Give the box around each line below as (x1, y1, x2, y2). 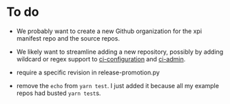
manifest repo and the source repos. (16, 34, 120, 42)
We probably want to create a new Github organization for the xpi (16, 27, 202, 35)
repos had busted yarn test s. (16, 89, 101, 97)
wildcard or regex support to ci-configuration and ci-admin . (16, 54, 186, 63)
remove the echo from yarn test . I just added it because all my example (16, 81, 220, 90)
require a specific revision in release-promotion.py (16, 68, 160, 76)
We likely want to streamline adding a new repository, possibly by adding (16, 48, 224, 56)
